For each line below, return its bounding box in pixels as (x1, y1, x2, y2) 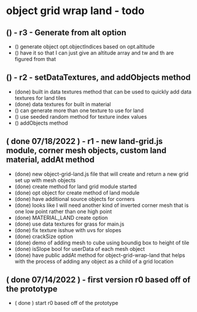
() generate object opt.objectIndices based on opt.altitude (14, 43, 155, 50)
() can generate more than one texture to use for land (14, 107, 144, 114)
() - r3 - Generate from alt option (6, 28, 126, 38)
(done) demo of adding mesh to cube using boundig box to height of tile (14, 239, 189, 246)
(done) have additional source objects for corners (14, 195, 135, 202)
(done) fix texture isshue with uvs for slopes (14, 226, 122, 233)
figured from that (14, 56, 56, 62)
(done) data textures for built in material (14, 100, 111, 108)
